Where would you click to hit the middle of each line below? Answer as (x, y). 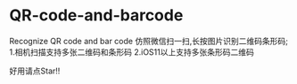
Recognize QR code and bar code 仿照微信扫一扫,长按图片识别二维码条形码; (148, 41)
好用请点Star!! (35, 71)
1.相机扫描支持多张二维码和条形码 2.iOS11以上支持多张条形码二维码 (132, 52)
